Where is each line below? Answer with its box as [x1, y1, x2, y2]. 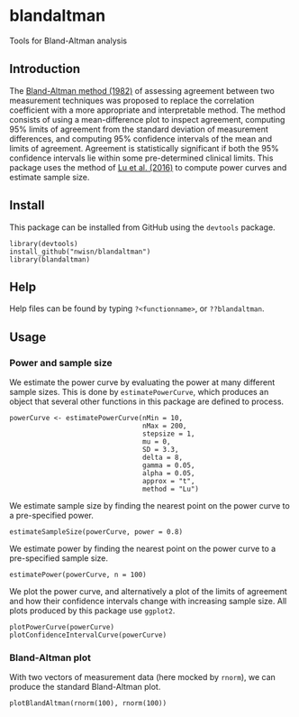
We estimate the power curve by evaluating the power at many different [9, 377, 276, 388]
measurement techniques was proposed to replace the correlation [9, 95, 255, 106]
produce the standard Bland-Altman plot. [9, 682, 161, 693]
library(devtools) [9, 239, 78, 248]
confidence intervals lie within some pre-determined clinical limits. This [9, 152, 274, 163]
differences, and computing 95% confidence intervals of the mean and [9, 133, 273, 144]
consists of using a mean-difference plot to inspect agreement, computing [9, 114, 285, 124]
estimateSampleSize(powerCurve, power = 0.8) [9, 528, 183, 537]
